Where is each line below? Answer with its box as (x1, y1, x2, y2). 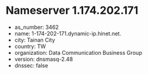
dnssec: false (14, 61, 49, 69)
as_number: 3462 (14, 23, 59, 31)
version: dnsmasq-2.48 (14, 55, 73, 63)
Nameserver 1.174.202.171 (5, 4, 139, 17)
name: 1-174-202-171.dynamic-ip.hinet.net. (14, 29, 122, 37)
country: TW (14, 43, 46, 50)
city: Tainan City (14, 36, 55, 43)
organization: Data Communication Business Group (14, 49, 143, 56)
